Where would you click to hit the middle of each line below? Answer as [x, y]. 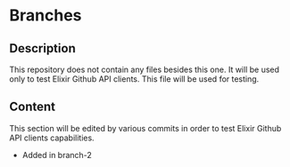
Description [42, 48]
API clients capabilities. [52, 138]
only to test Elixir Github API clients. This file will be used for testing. [134, 79]
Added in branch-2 [57, 155]
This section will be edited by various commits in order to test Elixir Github [145, 128]
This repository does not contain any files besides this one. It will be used [144, 69]
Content [33, 107]
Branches [46, 16]
